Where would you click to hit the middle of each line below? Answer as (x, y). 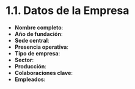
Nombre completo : (39, 27)
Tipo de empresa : (37, 53)
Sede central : (32, 40)
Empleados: (30, 79)
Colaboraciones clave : (43, 73)
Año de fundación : (38, 34)
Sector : (24, 60)
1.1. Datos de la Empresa (67, 11)
